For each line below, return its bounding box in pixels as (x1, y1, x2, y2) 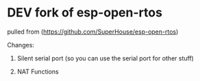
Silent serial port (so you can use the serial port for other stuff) (16, 54, 194, 62)
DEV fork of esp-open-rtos (7, 5, 163, 21)
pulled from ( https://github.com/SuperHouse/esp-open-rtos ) (7, 27, 179, 36)
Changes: (7, 40, 34, 49)
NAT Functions (16, 67, 60, 76)
